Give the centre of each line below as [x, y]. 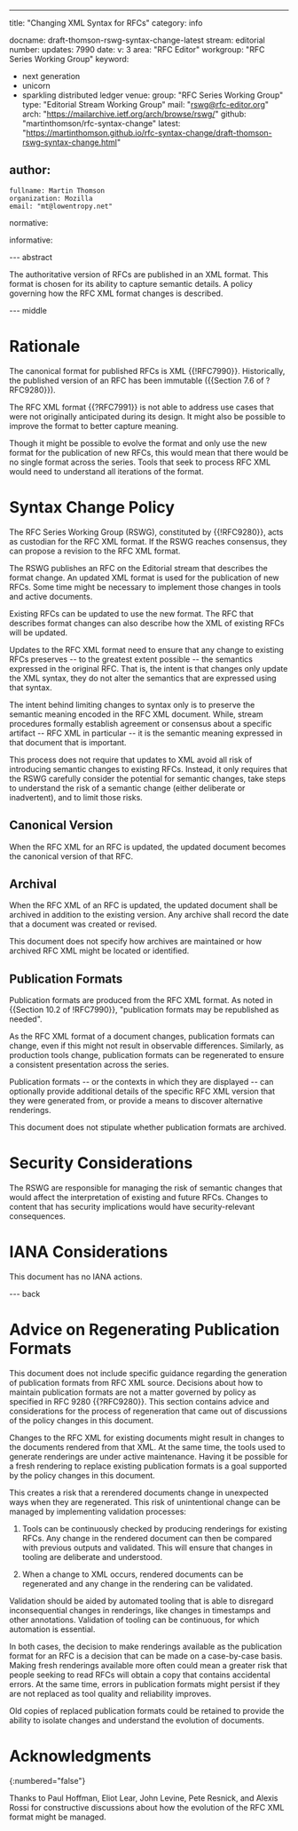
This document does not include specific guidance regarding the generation [148, 1373]
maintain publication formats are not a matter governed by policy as [133, 1392]
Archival [33, 884]
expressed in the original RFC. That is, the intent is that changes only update [149, 668]
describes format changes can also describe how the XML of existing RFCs [147, 623]
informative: [31, 240]
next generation [51, 76]
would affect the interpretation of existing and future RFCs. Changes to [139, 1198]
